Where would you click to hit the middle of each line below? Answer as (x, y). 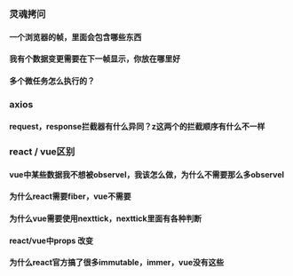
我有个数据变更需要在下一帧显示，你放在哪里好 (95, 59)
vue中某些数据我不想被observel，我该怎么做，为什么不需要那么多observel (147, 174)
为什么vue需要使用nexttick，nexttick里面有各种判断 (106, 218)
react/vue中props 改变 (51, 241)
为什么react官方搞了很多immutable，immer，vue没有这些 (117, 263)
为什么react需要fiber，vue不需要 (70, 196)
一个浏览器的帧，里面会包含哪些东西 (75, 36)
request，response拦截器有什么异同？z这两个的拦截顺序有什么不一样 (137, 127)
